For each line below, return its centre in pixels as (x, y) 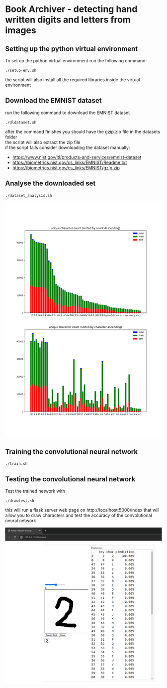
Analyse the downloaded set (50, 184)
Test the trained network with (35, 491)
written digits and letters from (68, 20)
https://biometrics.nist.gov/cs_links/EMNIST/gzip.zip (66, 167)
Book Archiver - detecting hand (71, 9)
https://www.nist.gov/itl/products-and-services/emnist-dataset (77, 157)
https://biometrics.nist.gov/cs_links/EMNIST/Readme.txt (70, 162)
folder (11, 137)
